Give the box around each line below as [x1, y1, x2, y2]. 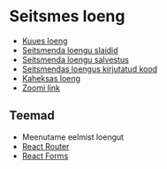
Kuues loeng [21, 35, 68, 46]
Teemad [9, 108, 55, 123]
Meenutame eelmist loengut [21, 131, 125, 142]
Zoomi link [21, 82, 60, 93]
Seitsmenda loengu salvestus [21, 54, 130, 65]
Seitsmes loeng [9, 6, 125, 27]
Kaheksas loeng [21, 73, 81, 83]
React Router [21, 141, 70, 151]
